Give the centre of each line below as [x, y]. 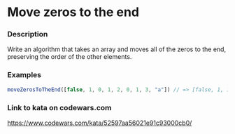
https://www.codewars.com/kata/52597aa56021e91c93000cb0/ [100, 123]
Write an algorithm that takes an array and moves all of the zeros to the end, [116, 49]
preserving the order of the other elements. [70, 57]
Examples [24, 75]
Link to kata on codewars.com [59, 107]
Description [28, 34]
